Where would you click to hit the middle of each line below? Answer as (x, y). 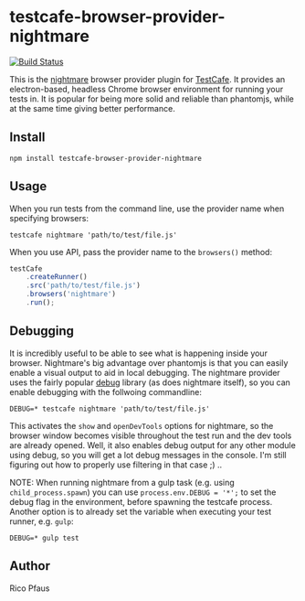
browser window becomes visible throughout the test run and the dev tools (151, 435)
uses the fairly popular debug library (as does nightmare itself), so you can (150, 382)
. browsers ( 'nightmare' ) (71, 295)
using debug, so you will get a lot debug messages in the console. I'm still (148, 455)
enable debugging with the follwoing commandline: (106, 392)
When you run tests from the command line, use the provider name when (147, 209)
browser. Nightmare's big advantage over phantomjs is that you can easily (149, 362)
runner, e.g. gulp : (42, 521)
